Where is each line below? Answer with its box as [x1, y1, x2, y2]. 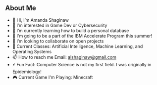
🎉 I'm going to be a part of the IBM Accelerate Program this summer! [12, 33, 153, 39]
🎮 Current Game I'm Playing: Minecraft [12, 74, 93, 80]
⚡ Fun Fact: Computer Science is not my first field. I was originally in [12, 61, 152, 67]
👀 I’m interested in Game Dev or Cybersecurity [12, 22, 107, 28]
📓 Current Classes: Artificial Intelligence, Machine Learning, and [12, 43, 143, 49]
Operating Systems [12, 48, 52, 54]
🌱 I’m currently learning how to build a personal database [12, 27, 129, 34]
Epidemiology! [12, 69, 42, 75]
